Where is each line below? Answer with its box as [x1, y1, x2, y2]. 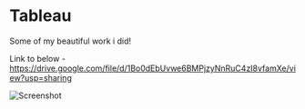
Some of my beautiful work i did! [9, 35, 132, 46]
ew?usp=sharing [9, 72, 73, 83]
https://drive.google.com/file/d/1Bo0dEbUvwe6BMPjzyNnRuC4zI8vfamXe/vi [9, 63, 296, 74]
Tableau [9, 5, 72, 26]
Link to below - [9, 53, 66, 64]
